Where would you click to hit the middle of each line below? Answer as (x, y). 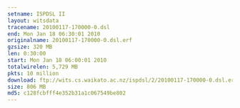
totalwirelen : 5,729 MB (43, 67)
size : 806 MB (27, 87)
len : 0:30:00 (27, 54)
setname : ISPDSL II (36, 14)
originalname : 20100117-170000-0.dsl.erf (70, 40)
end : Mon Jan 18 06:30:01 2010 (54, 34)
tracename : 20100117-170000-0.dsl (59, 27)
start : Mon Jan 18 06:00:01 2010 (57, 60)
